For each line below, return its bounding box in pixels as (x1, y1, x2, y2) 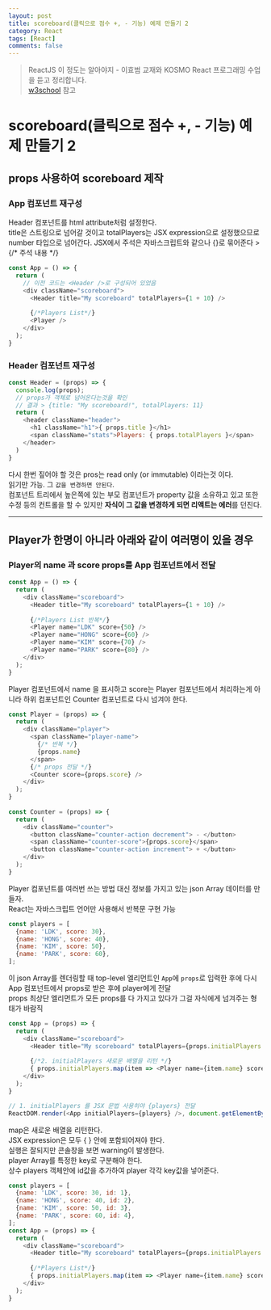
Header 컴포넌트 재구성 (8, 360, 95, 371)
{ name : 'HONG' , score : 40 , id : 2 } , (15, 1197, 135, 1205)
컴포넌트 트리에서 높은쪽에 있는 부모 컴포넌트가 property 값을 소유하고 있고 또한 (8, 490, 259, 499)
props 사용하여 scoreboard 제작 (8, 171, 164, 185)
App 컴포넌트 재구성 (8, 197, 82, 209)
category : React (8, 27, 63, 35)
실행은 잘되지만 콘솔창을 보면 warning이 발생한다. (8, 1145, 165, 1155)
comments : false (8, 42, 63, 50)
